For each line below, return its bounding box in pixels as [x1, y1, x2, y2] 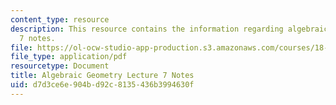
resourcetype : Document [10, 61, 110, 71]
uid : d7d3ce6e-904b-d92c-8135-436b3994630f [10, 80, 195, 90]
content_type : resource [10, 14, 110, 25]
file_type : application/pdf [10, 52, 128, 62]
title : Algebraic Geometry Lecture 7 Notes [10, 71, 195, 81]
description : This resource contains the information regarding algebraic [10, 24, 329, 34]
